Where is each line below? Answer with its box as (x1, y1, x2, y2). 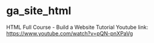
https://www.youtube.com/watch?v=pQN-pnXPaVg (6, 29, 134, 37)
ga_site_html (6, 4, 72, 18)
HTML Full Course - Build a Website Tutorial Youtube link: (6, 24, 149, 31)
